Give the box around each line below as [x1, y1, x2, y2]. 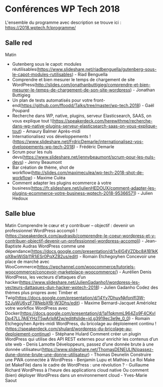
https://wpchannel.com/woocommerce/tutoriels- [37, 264, 136, 269]
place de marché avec [5, 259, 50, 264]
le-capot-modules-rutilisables [12, 71, 72, 77]
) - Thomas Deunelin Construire [88, 352, 152, 357]
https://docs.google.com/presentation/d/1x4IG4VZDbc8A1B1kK [31, 248, 158, 254]
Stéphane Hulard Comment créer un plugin [55, 331, 141, 336]
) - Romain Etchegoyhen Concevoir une [76, 253, 156, 259]
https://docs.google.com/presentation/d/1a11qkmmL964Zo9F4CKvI [21, 310, 156, 316]
